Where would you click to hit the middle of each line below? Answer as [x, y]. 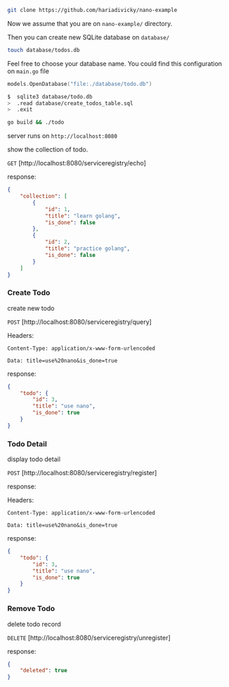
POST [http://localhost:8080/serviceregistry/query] [80, 322]
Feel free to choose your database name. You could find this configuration [115, 63]
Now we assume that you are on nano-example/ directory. [90, 23]
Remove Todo [31, 609]
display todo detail [34, 459]
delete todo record [34, 624]
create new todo [31, 308]
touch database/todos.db [44, 50]
